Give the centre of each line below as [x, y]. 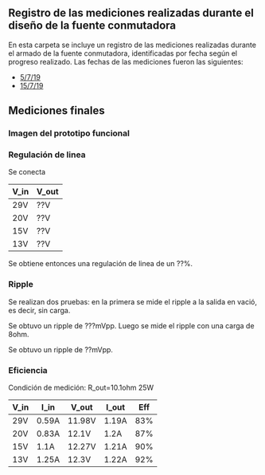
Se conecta [27, 172]
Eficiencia [28, 370]
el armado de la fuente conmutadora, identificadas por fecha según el [123, 53]
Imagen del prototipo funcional [69, 133]
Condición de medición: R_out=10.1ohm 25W [81, 388]
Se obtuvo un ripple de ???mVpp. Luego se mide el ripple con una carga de [131, 325]
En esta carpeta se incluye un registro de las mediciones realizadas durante [132, 45]
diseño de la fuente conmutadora [92, 26]
